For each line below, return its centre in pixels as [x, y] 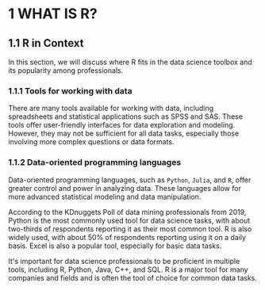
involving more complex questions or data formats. [91, 142]
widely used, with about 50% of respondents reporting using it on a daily [127, 237]
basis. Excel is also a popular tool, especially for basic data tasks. [115, 246]
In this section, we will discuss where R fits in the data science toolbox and [130, 62]
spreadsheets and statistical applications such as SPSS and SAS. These [126, 116]
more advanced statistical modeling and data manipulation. [105, 197]
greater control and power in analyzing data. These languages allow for [125, 188]
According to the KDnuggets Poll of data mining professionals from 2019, [127, 212]
